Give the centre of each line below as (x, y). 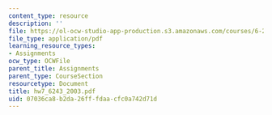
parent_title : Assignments (54, 69)
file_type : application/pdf (56, 38)
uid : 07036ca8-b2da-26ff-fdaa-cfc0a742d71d (83, 99)
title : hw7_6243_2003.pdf (52, 91)
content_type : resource (49, 16)
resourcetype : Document (49, 83)
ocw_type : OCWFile (39, 62)
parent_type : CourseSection (56, 76)
